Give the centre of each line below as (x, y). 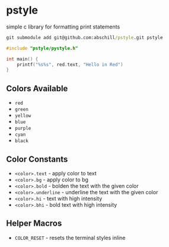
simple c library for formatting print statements (63, 27)
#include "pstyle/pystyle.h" (42, 48)
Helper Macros (34, 224)
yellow (23, 116)
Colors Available (37, 89)
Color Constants (37, 159)
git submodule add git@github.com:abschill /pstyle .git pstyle (84, 37)
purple (23, 129)
